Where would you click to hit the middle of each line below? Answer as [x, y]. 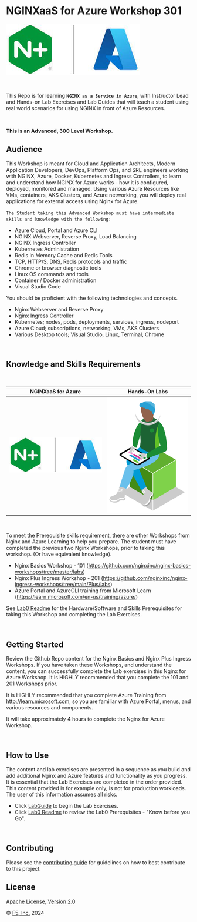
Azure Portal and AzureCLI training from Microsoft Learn [83, 591]
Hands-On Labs [148, 392]
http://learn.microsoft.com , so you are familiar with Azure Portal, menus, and [98, 701]
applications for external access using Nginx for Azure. [72, 201]
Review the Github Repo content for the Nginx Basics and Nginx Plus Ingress [99, 659]
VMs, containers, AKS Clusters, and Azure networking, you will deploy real [96, 195]
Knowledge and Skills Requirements [73, 364]
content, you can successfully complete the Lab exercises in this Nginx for [96, 671]
